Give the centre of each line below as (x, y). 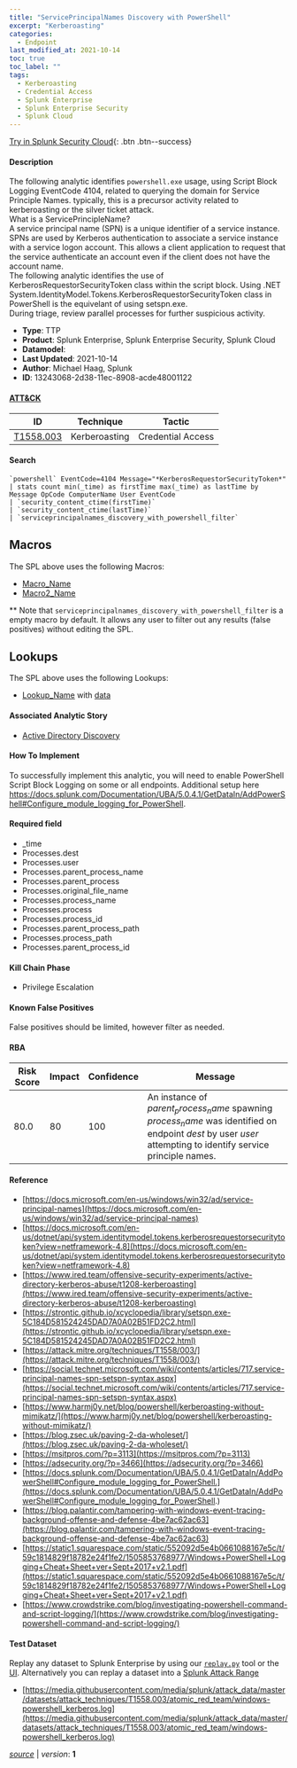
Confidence (113, 1076)
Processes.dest (50, 853)
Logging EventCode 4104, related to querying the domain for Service (134, 191)
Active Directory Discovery (71, 735)
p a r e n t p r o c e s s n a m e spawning (210, 1108)
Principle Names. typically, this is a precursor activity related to (124, 200)
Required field (35, 824)
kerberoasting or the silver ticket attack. (82, 210)
